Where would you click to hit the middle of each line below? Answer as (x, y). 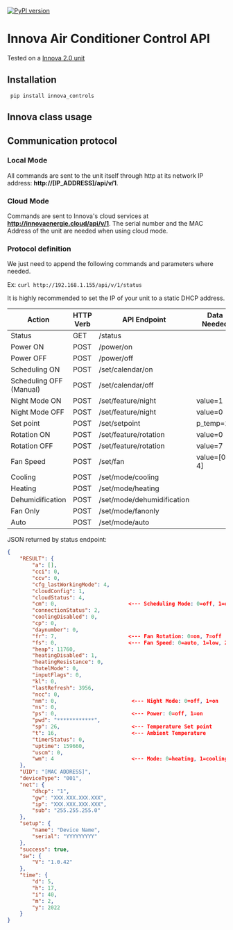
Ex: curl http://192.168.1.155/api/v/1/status (75, 285)
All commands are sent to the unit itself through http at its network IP (105, 175)
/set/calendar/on (126, 369)
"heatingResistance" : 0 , (68, 662)
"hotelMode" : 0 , (55, 669)
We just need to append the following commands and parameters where (110, 264)
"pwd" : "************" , (66, 720)
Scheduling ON (35, 369)
